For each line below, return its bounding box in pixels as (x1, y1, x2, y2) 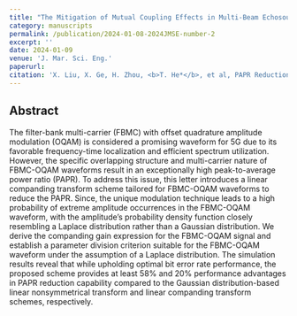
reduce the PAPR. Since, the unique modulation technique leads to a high (9, 192, 276, 204)
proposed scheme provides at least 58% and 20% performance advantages (9, 267, 286, 279)
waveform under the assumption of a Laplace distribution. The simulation (9, 249, 276, 259)
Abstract (9, 104, 59, 119)
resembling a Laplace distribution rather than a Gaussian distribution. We (9, 220, 275, 231)
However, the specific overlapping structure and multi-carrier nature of (9, 155, 268, 166)
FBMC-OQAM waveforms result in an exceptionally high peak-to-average (9, 165, 277, 175)
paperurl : (9, 63, 46, 72)
